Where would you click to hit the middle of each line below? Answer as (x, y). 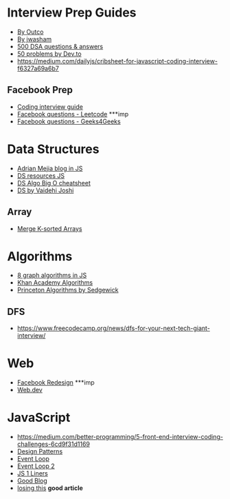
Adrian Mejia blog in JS (50, 168)
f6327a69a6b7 (38, 68)
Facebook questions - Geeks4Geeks (69, 121)
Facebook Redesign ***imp (56, 383)
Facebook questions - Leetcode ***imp (73, 114)
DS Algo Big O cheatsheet (54, 183)
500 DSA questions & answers (60, 46)
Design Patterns (40, 451)
